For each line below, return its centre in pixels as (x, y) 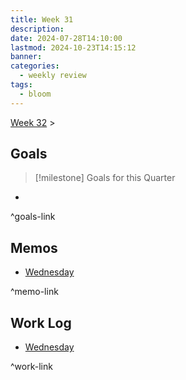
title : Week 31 (42, 19)
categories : (35, 66)
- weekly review (53, 76)
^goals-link (33, 217)
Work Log (41, 322)
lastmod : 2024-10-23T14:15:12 (73, 47)
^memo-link (34, 292)
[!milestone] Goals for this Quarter (105, 178)
